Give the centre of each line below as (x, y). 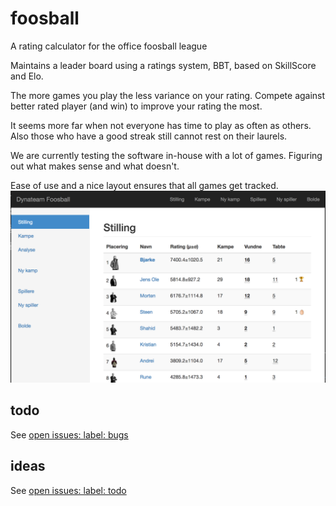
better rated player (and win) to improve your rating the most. (136, 106)
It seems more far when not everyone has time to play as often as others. (161, 125)
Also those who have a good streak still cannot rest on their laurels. (149, 136)
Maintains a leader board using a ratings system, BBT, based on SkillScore (163, 65)
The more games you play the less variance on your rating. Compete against (168, 95)
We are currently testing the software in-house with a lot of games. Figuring (166, 155)
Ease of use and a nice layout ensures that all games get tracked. (144, 185)
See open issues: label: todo (68, 490)
